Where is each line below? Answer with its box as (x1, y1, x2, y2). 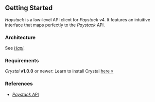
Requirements (5, 57, 39, 64)
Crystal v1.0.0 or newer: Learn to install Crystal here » (5, 68, 114, 74)
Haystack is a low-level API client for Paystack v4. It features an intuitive (5, 17, 151, 22)
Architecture (5, 34, 36, 41)
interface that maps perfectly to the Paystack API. (5, 22, 105, 28)
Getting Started (5, 4, 53, 12)
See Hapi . (5, 45, 25, 51)
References (5, 80, 33, 87)
